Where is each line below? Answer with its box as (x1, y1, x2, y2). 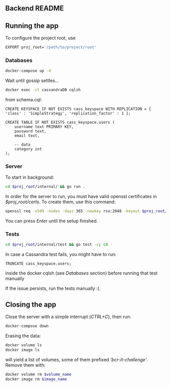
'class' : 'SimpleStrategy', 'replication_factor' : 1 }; (5, 111, 131, 116)
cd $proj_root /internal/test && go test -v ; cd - (5, 242, 113, 247)
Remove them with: (5, 362, 46, 368)
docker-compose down (5, 323, 49, 329)
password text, (14, 129, 47, 134)
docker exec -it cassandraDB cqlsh (5, 88, 81, 93)
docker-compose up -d (5, 68, 51, 73)
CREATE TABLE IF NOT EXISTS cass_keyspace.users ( (5, 120, 115, 125)
